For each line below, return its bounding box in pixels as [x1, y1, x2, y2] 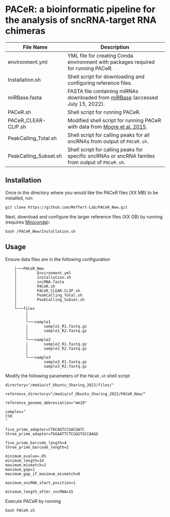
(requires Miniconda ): [5, 219, 51, 225]
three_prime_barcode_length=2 [5, 444, 69, 450]
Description [100, 43, 130, 50]
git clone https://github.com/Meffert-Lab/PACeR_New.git [5, 205, 128, 210]
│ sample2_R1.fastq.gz [25, 341, 87, 346]
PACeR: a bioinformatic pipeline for [5, 4, 156, 15]
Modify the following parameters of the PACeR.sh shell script [5, 372, 130, 379]
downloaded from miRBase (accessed [67, 94, 158, 101]
